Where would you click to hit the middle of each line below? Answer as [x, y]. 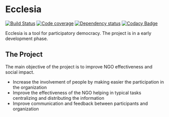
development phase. [27, 38]
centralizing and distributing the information [58, 98]
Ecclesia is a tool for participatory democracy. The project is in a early [78, 33]
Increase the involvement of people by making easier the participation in [88, 82]
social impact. [20, 72]
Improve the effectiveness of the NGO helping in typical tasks [77, 93]
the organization [30, 87]
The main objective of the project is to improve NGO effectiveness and [79, 66]
